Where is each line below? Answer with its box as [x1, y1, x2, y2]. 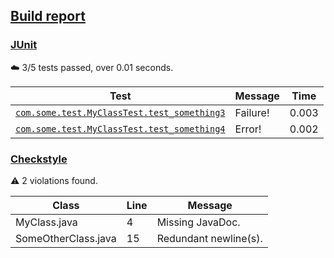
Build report [10, 8, 86, 25]
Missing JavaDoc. [156, 215, 241, 229]
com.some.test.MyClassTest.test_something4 [15, 123, 226, 134]
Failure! [234, 105, 270, 119]
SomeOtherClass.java [15, 231, 117, 245]
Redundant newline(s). [156, 231, 263, 245]
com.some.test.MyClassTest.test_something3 [15, 107, 226, 118]
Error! [234, 122, 262, 136]
